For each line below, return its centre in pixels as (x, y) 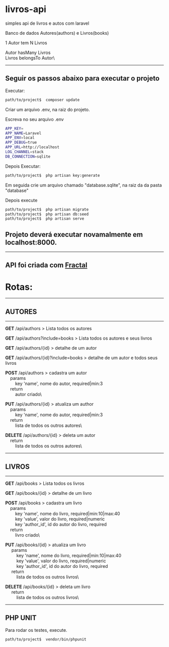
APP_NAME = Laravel (23, 133)
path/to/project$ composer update (43, 100)
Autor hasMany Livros (28, 52)
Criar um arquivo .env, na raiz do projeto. (48, 109)
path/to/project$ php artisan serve (45, 219)
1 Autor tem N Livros (26, 43)
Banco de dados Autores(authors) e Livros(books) (57, 33)
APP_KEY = (14, 128)
